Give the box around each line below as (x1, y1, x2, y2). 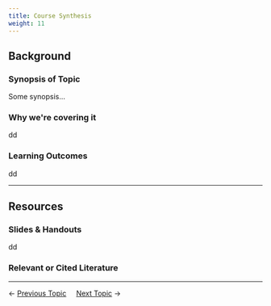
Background (8, 49, 71, 63)
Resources (8, 199, 64, 214)
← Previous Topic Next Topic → (8, 288, 121, 298)
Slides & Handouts (8, 224, 82, 235)
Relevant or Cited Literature (8, 262, 119, 274)
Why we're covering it (8, 112, 97, 124)
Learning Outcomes (8, 150, 88, 161)
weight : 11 (8, 19, 45, 27)
